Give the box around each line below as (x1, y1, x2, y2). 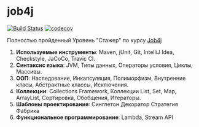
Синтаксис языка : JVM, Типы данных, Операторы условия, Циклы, (15, 61, 193, 69)
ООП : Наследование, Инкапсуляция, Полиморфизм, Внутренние (15, 74, 186, 82)
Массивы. (15, 67, 42, 75)
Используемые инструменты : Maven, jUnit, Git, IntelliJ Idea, (15, 48, 174, 56)
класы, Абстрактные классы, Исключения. (15, 81, 129, 88)
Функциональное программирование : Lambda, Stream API (15, 114, 174, 121)
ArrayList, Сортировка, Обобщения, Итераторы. (15, 94, 141, 101)
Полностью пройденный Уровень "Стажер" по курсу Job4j (7, 36, 162, 44)
